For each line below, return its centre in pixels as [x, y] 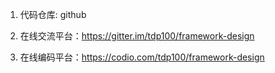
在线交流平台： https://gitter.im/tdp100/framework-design [137, 36]
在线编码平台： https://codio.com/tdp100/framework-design [142, 57]
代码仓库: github [53, 14]
